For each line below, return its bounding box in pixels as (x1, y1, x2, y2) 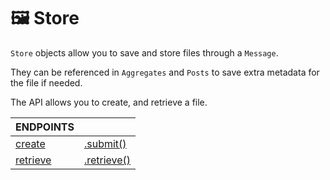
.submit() (83, 136, 127, 150)
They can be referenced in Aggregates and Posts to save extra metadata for (10, 66, 320, 78)
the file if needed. (10, 76, 83, 89)
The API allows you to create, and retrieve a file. (10, 96, 208, 108)
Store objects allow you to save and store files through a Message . (10, 46, 279, 59)
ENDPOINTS (15, 120, 75, 134)
